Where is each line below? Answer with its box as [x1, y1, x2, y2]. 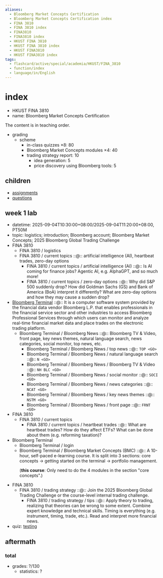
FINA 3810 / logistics [19, 248, 61, 254]
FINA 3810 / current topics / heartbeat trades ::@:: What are [26, 422, 146, 428]
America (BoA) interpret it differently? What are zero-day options [26, 289, 157, 295]
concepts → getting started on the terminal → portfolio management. [19, 458, 158, 464]
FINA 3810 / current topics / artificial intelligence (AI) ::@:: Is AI [26, 263, 152, 269]
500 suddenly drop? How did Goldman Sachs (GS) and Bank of [26, 284, 153, 290]
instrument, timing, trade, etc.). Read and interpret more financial [26, 513, 157, 519]
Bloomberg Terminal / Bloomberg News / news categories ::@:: [26, 381, 153, 387]
